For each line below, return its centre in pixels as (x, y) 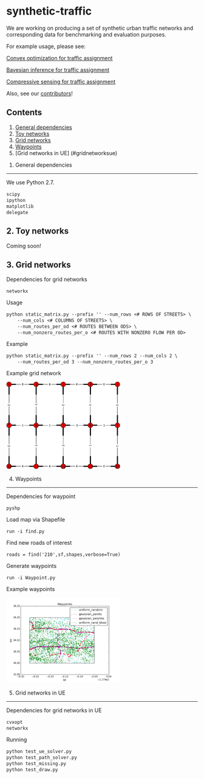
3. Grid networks (39, 265)
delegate (17, 212)
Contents (24, 113)
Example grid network (34, 373)
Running (17, 739)
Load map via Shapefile (36, 520)
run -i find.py (25, 531)
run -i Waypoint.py (31, 578)
